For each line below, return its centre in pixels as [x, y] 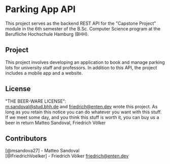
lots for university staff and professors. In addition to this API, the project [81, 67]
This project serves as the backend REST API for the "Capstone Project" [81, 23]
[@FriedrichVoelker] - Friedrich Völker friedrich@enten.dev [67, 156]
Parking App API [41, 9]
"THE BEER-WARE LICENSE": [36, 101]
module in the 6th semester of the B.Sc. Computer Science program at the [83, 28]
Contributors [26, 138]
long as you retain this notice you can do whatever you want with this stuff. [83, 112]
